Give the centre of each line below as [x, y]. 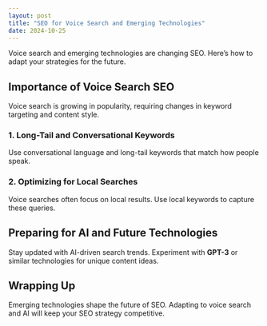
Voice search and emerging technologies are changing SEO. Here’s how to [131, 54]
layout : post [30, 16]
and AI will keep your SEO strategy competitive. [87, 313]
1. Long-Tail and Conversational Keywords [92, 135]
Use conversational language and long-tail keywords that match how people [134, 153]
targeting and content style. [54, 115]
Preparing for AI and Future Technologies [113, 233]
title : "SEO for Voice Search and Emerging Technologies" [107, 23]
